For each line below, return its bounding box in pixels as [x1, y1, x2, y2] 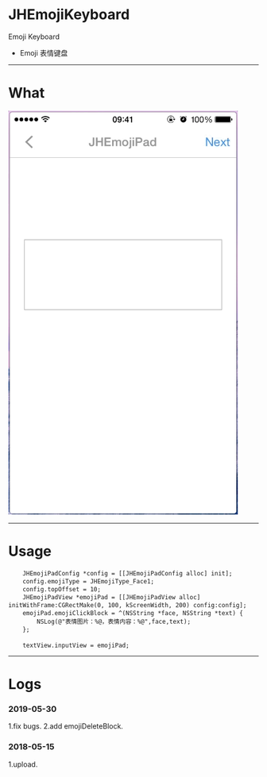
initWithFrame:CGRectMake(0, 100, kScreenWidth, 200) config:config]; [8, 601, 247, 609]
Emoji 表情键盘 [19, 48, 68, 57]
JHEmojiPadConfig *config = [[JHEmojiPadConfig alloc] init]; [22, 569, 233, 577]
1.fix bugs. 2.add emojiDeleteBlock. [8, 721, 123, 731]
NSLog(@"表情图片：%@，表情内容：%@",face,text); [37, 617, 192, 625]
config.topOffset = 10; [22, 585, 102, 593]
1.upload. [8, 760, 38, 769]
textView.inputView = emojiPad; [22, 641, 130, 649]
